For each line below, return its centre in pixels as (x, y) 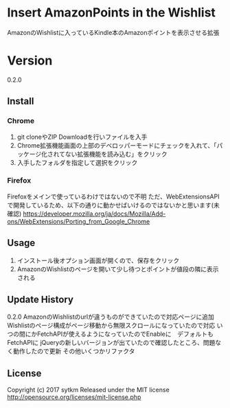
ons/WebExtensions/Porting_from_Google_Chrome (79, 221)
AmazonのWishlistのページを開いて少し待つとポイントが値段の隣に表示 (118, 269)
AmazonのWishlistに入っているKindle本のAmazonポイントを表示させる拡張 (113, 32)
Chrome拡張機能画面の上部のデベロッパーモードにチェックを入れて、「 (117, 145)
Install (21, 101)
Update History (41, 300)
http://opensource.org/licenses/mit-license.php (74, 397)
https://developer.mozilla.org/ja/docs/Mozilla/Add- (94, 214)
